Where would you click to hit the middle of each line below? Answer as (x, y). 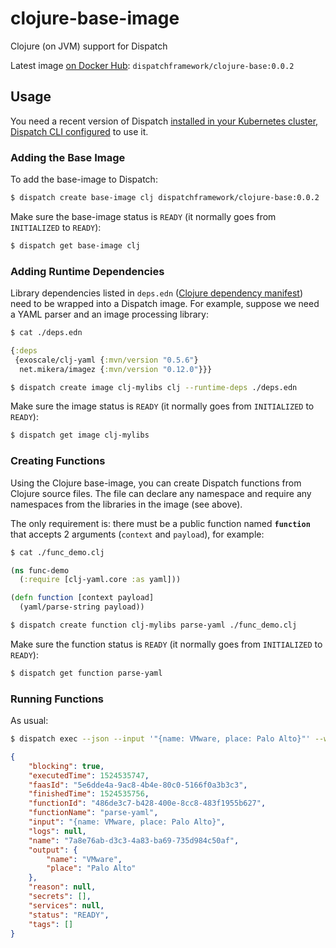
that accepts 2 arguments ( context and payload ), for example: (137, 534)
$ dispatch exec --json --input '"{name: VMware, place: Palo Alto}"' (160, 739)
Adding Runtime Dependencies (87, 271)
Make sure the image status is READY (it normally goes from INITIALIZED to (162, 406)
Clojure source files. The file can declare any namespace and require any (161, 493)
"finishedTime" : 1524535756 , (89, 794)
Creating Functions (58, 461)
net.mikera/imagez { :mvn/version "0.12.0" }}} (116, 369)
